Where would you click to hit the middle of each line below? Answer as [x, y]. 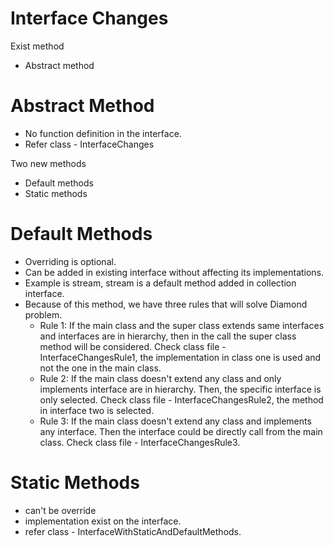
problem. [43, 314]
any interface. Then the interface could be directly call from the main [181, 431]
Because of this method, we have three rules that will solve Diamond [166, 304]
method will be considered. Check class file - [133, 346]
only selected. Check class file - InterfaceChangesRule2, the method [181, 399]
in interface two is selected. [97, 410]
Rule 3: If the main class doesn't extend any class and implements [175, 421]
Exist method [37, 46]
